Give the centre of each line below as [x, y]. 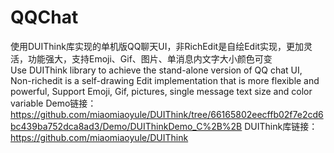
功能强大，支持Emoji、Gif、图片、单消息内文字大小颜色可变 [150, 58]
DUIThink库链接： [281, 126]
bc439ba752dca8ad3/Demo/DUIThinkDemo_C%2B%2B [126, 126]
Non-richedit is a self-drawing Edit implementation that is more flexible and [165, 80]
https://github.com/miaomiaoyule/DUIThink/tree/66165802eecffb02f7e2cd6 [167, 114]
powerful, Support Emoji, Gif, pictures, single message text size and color [161, 91]
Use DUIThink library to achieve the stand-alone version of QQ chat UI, [156, 70]
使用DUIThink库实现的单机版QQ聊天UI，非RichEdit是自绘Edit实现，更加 [157, 46]
